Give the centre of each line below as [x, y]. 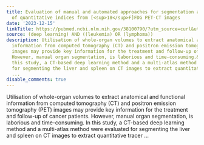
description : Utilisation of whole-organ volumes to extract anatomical [100, 40]
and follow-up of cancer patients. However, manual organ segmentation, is [100, 116]
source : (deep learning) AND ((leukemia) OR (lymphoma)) [80, 35]
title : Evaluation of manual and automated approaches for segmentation [100, 12]
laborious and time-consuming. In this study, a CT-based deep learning [96, 123]
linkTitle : [20, 29]
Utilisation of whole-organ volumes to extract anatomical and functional [96, 97]
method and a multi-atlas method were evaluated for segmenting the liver [98, 129]
